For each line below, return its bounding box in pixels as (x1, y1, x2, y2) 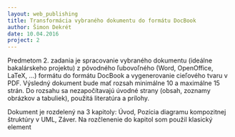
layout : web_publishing (7, 10, 79, 18)
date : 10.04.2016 (7, 30, 59, 38)
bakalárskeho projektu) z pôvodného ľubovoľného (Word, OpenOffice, (7, 64, 214, 72)
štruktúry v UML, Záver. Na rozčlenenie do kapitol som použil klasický (7, 115, 213, 124)
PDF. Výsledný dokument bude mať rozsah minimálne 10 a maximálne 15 (7, 79, 220, 87)
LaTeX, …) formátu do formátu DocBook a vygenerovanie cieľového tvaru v (7, 72, 229, 80)
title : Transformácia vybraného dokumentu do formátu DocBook (7, 17, 196, 24)
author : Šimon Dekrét (7, 23, 72, 31)
